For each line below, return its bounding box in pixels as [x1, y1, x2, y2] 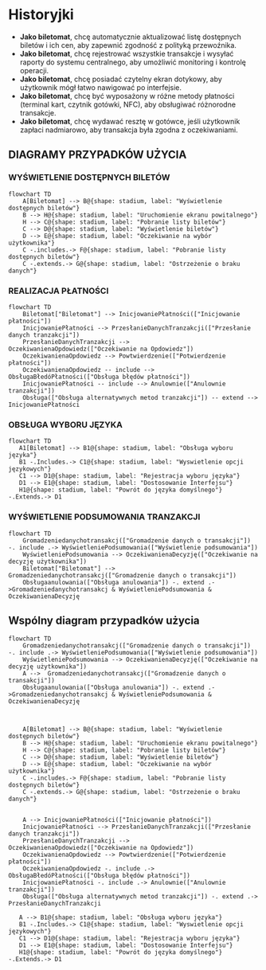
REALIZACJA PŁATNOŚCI [8, 285, 109, 296]
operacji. [19, 65, 49, 75]
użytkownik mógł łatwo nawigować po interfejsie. [19, 82, 182, 92]
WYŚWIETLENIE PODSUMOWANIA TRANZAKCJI [8, 511, 201, 522]
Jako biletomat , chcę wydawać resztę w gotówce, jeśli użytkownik [19, 116, 241, 126]
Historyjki [8, 6, 74, 24]
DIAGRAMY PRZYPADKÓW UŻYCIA [8, 148, 187, 162]
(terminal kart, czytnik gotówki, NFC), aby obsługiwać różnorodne [19, 100, 237, 109]
